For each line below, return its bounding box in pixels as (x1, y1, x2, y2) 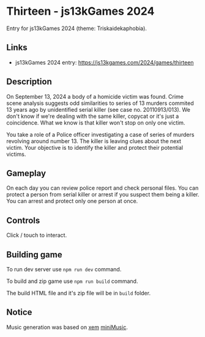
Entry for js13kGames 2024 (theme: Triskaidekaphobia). (6, 25, 147, 32)
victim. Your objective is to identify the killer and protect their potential (6, 144, 184, 151)
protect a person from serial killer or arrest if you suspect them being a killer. (6, 191, 199, 198)
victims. (6, 150, 26, 158)
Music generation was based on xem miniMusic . (6, 323, 129, 331)
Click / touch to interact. (6, 231, 67, 239)
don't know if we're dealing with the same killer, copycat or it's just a (6, 112, 179, 120)
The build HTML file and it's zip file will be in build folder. (6, 290, 151, 296)
